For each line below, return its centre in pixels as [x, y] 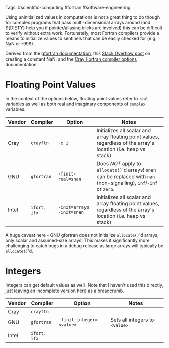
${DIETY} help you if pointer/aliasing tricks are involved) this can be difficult [84, 28]
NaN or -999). [20, 44]
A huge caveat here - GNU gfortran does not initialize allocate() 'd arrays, [82, 235]
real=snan [70, 179]
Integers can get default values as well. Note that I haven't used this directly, [84, 285]
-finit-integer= [78, 320]
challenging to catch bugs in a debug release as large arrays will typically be [84, 245]
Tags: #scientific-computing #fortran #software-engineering [68, 7]
